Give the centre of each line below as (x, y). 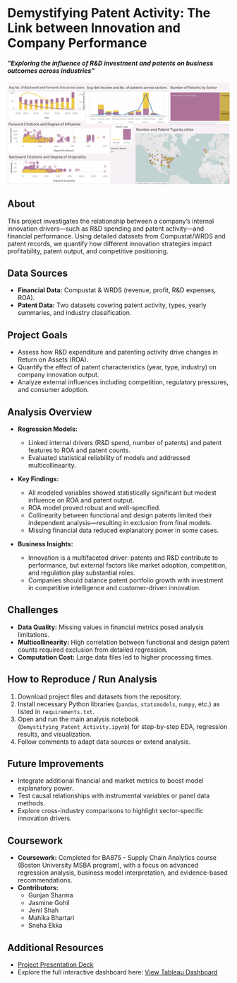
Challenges (33, 610)
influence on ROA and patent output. (81, 500)
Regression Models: (47, 429)
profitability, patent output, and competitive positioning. (88, 251)
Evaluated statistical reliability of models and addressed (109, 458)
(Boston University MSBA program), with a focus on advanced (108, 866)
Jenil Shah (43, 910)
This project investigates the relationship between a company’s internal (111, 221)
